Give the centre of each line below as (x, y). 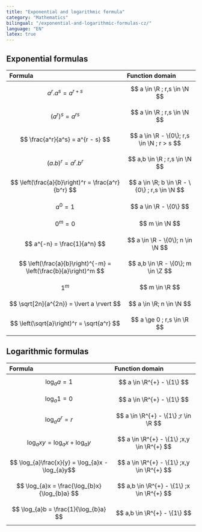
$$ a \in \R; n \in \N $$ (160, 303)
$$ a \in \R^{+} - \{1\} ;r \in (154, 416)
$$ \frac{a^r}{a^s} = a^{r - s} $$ (65, 139)
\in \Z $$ (160, 271)
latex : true (21, 34)
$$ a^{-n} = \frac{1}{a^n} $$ (65, 244)
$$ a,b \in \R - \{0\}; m (160, 263)
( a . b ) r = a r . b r (65, 163)
